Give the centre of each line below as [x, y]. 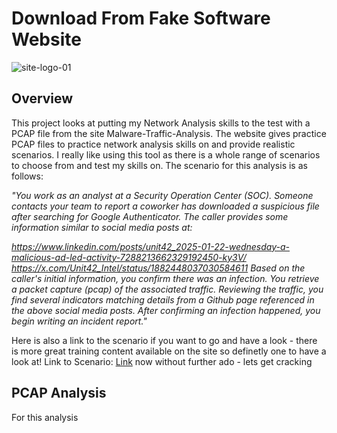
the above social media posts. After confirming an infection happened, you [166, 310]
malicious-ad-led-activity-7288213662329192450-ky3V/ [129, 257]
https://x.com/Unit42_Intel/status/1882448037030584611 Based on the [158, 268]
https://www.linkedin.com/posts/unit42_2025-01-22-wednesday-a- [151, 246]
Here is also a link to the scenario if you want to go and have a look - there [164, 340]
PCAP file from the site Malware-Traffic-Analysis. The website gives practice [169, 133]
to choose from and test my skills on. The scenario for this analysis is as [159, 165]
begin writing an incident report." [79, 321]
